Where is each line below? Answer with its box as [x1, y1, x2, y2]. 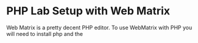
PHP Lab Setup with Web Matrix [6, 4, 171, 18]
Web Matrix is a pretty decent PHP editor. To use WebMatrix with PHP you [6, 24, 193, 31]
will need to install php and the [6, 30, 83, 37]
